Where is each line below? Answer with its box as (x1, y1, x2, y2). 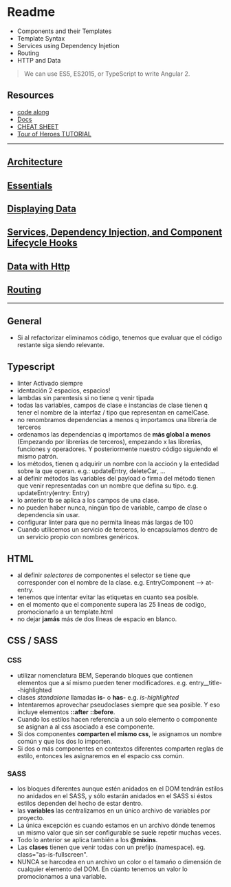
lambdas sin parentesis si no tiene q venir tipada (16, 394, 155, 402)
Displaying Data (7, 202, 77, 214)
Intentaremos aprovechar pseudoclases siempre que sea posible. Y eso (16, 700, 221, 709)
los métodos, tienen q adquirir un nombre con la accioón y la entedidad (16, 459, 219, 468)
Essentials (7, 180, 53, 191)
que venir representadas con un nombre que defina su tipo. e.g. (16, 481, 198, 490)
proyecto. (16, 813, 45, 822)
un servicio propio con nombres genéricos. (16, 533, 140, 541)
